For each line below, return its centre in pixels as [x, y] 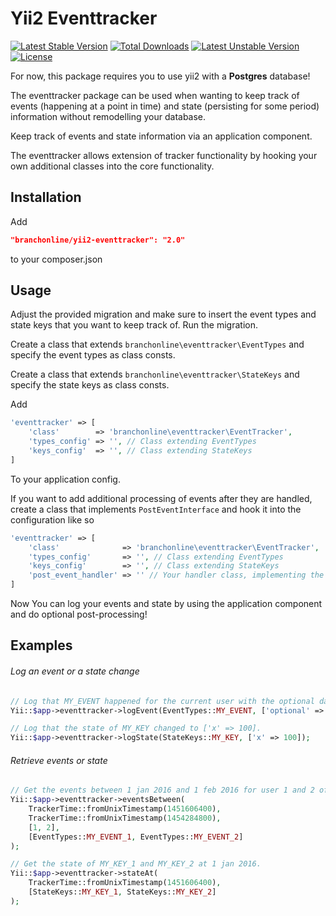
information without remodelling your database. [108, 116]
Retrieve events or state [59, 760]
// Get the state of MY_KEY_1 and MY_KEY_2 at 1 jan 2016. [136, 864]
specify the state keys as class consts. [90, 385]
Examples [41, 645]
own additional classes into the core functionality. [112, 166]
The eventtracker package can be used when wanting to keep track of [155, 95]
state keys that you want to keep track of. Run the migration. [134, 325]
